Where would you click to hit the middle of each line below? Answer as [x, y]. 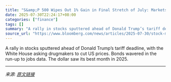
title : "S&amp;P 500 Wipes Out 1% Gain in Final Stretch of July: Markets [86, 10]
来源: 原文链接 [20, 74]
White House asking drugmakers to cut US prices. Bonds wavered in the [81, 53]
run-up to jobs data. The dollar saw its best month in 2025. [67, 59]
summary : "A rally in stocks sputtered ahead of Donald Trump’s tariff [83, 29]
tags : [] [15, 24]
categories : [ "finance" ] [32, 19]
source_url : [18, 34]
